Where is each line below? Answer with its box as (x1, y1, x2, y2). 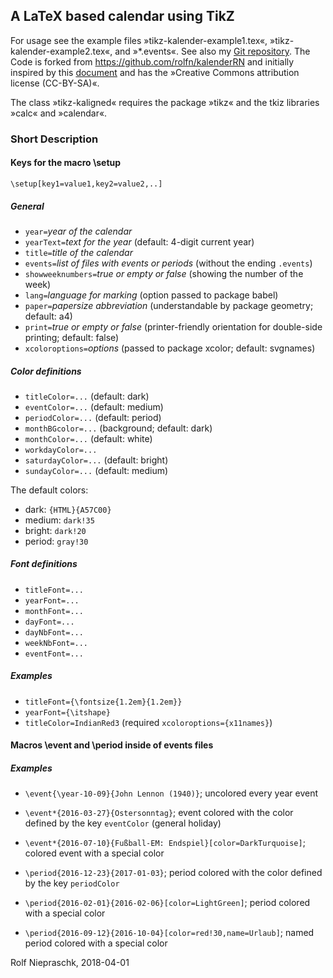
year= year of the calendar (24, 225, 133, 237)
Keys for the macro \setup (10, 157, 122, 169)
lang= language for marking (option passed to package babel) (24, 289, 279, 301)
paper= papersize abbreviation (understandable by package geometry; (24, 299, 314, 311)
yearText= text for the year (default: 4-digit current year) (24, 235, 255, 248)
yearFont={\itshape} (24, 707, 111, 718)
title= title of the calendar (24, 246, 133, 258)
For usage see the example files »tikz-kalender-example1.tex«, (10, 34, 268, 46)
